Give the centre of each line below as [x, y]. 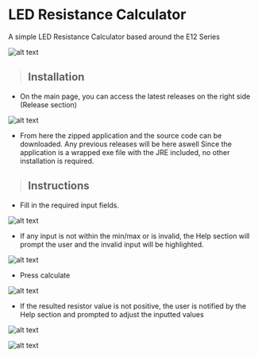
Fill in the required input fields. [69, 205]
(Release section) [48, 104]
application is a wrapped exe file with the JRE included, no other [125, 152]
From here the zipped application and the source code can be [121, 135]
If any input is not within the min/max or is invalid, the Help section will [135, 235]
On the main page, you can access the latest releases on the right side [135, 96]
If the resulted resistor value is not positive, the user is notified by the [133, 306]
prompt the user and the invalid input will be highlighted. [112, 244]
